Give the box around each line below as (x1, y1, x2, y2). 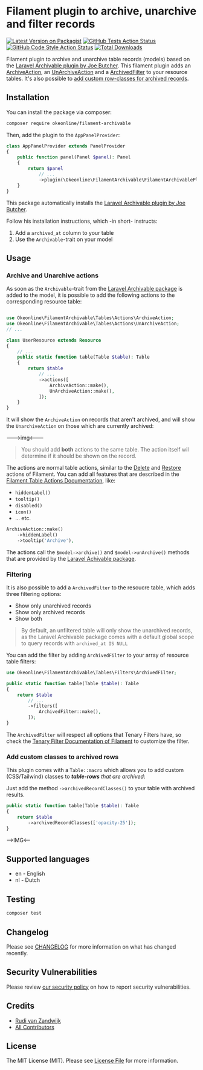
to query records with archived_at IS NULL (21, 640, 128, 647)
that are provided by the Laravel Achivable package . (6, 555, 137, 562)
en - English (14, 870, 45, 878)
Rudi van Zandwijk (14, 1017, 62, 1024)
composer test (6, 910, 42, 916)
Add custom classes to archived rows (6, 753, 119, 761)
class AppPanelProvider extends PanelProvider (6, 143, 126, 149)
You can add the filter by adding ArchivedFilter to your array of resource (6, 651, 189, 659)
